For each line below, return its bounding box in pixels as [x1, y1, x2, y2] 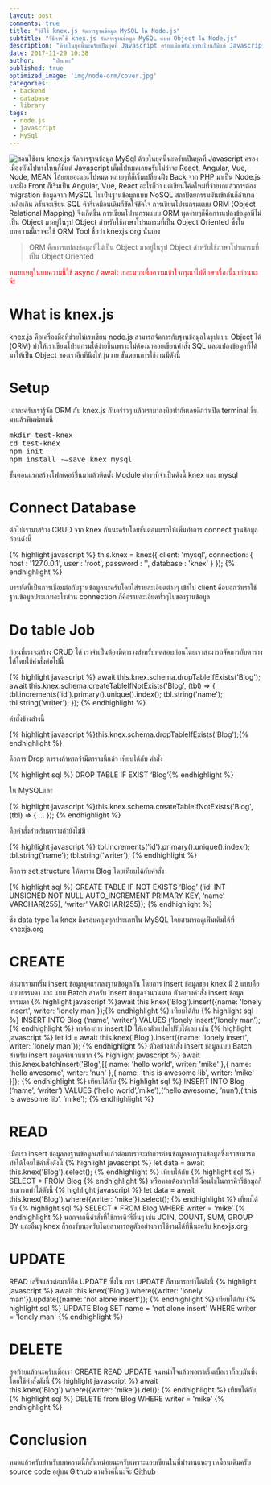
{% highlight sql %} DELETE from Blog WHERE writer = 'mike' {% [9, 1394, 225, 1404]
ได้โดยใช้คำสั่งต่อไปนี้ [9, 656, 64, 666]
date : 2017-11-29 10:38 [9, 49, 89, 57]
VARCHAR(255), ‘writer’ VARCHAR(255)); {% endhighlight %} [9, 900, 212, 909]
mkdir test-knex [9, 430, 73, 440]
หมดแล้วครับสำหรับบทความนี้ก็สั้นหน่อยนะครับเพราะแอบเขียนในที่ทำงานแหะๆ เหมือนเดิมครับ [9, 1458, 252, 1467]
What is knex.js [9, 305, 115, 323]
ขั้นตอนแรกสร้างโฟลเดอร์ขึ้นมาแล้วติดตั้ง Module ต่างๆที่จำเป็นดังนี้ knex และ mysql [9, 469, 238, 479]
